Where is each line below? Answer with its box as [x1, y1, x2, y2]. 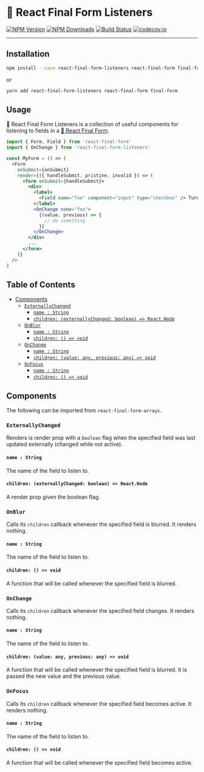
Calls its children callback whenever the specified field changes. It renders [6, 607, 194, 614]
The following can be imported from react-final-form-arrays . [6, 407, 162, 414]
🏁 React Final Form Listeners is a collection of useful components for [6, 121, 178, 128]
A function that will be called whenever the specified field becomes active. [6, 759, 193, 766]
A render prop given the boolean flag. [6, 493, 100, 500]
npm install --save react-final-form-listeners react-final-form [6, 65, 175, 71]
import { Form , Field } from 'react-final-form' [6, 139, 132, 145]
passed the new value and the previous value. [6, 672, 121, 680]
